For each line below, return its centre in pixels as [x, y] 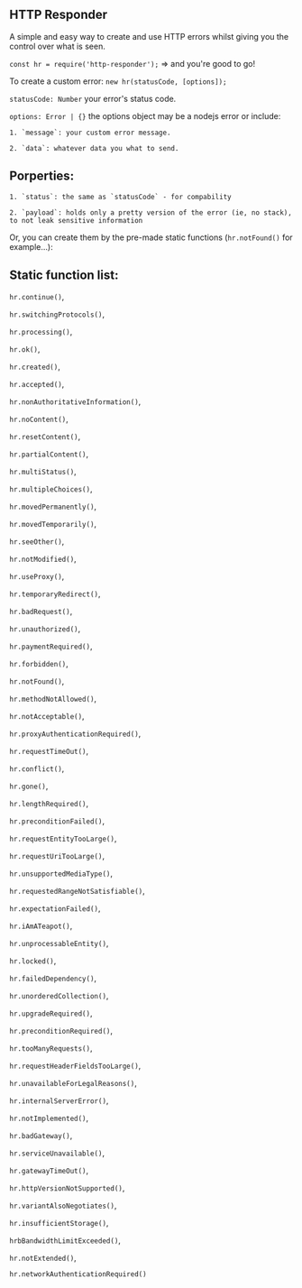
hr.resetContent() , [45, 437]
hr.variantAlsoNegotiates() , [63, 1205]
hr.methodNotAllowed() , [53, 699]
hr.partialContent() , [49, 454]
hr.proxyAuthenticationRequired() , [75, 733]
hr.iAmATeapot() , [41, 926]
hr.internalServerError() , [59, 1100]
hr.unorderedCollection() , [59, 996]
